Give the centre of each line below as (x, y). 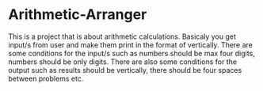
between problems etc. (46, 78)
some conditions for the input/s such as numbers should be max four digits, (131, 53)
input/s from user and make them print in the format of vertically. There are (131, 44)
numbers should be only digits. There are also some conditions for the (123, 62)
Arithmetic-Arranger (78, 15)
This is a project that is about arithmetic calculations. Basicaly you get (122, 36)
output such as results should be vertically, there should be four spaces (125, 70)
